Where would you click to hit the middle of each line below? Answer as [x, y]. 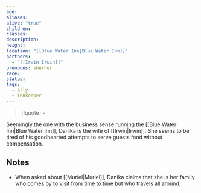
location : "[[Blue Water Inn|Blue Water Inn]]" [67, 51]
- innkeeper [27, 96]
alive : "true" [24, 23]
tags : [13, 85]
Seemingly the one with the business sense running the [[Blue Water [91, 124]
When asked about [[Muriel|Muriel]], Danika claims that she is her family [105, 177]
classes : [17, 34]
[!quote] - [33, 112]
